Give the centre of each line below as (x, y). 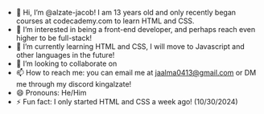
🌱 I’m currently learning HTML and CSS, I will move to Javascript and (130, 47)
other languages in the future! (65, 55)
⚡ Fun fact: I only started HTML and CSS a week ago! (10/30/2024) (127, 102)
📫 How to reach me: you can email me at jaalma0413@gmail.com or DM (136, 73)
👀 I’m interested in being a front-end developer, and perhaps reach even (136, 29)
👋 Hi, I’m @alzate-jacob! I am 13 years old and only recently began (126, 12)
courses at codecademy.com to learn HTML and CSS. (105, 21)
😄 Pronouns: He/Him (51, 93)
